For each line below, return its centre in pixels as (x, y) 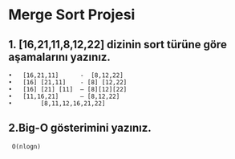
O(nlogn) (26, 146)
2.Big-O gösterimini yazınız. (80, 128)
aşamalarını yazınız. (59, 57)
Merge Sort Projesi (72, 15)
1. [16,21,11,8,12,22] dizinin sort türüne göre (118, 45)
